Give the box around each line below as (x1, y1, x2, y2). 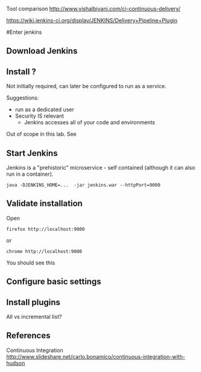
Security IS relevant (14, 112, 65, 120)
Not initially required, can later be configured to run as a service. (6, 83, 167, 90)
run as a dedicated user (14, 106, 74, 114)
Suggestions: (6, 94, 39, 101)
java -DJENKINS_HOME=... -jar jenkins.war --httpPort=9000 (6, 182, 161, 188)
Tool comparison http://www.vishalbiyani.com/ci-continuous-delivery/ (6, 5, 181, 12)
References (6, 330, 51, 341)
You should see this (6, 259, 56, 266)
